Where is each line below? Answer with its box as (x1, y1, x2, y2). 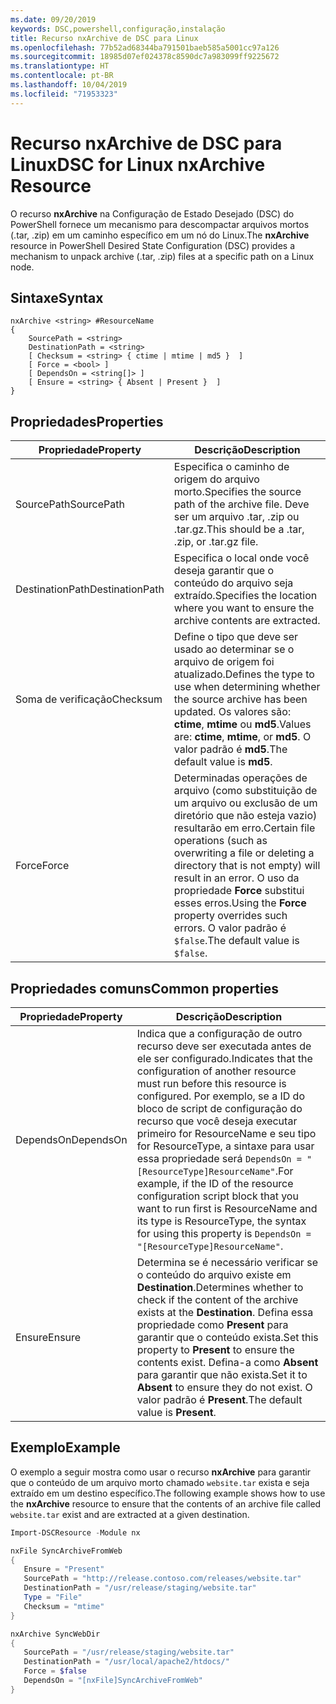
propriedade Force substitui (173, 884, 305, 898)
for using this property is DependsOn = (136, 1227, 312, 1240)
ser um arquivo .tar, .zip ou (173, 510, 300, 524)
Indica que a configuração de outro (136, 1027, 303, 1040)
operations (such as (173, 834, 268, 848)
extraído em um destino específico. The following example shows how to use (10, 1487, 326, 1499)
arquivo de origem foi (173, 655, 275, 669)
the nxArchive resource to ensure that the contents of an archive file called (10, 1497, 322, 1510)
